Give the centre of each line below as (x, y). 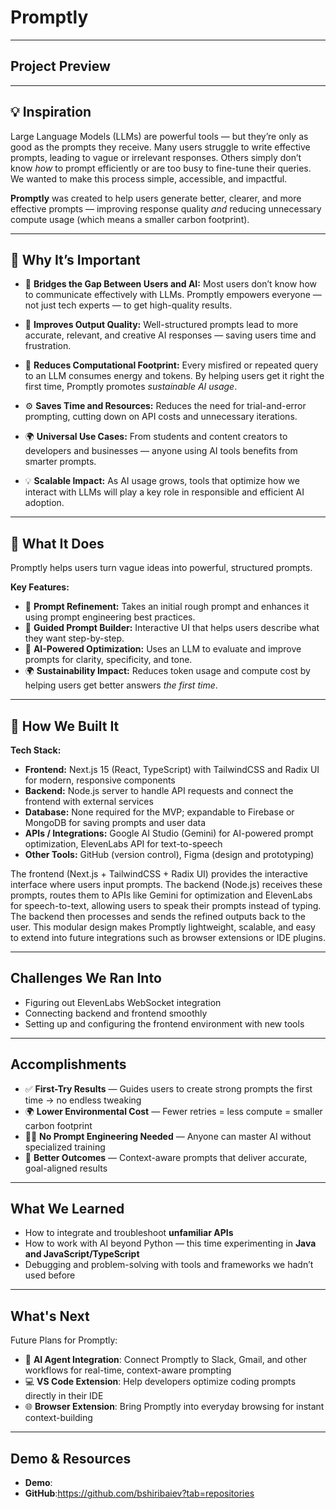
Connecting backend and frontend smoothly (116, 1013)
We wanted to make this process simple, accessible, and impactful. (149, 178)
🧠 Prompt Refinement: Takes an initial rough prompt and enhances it (167, 607)
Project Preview (60, 66)
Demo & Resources (71, 1458)
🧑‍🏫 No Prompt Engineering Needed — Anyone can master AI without (168, 1136)
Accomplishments (68, 1064)
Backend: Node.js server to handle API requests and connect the (159, 790)
